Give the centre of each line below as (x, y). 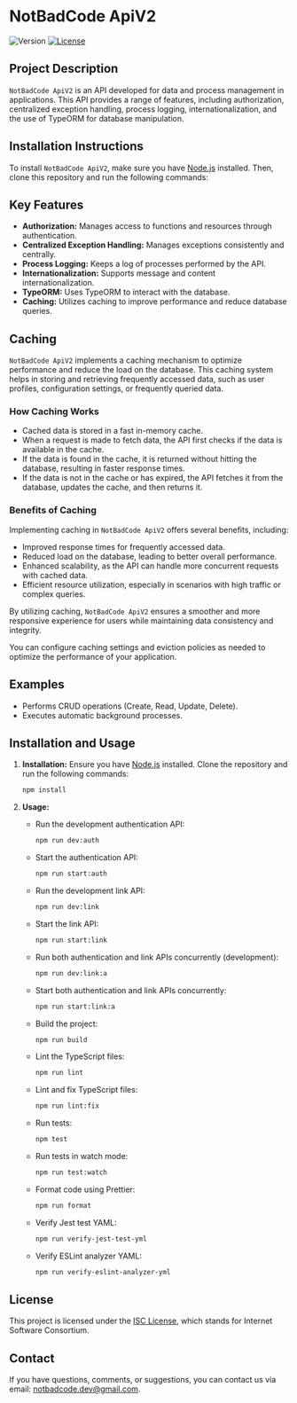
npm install (44, 790)
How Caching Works (54, 411)
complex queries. (54, 594)
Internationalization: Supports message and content (118, 273)
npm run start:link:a (75, 1007)
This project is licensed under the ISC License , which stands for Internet (141, 1321)
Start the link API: (67, 923)
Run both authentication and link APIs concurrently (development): (157, 957)
